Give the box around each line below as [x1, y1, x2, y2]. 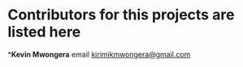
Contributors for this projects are [7, 6, 235, 24]
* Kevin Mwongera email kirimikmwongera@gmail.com [7, 49, 191, 59]
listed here [7, 23, 81, 41]
